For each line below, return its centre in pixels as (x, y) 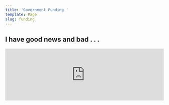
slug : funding (20, 19)
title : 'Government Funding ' (37, 10)
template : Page (21, 14)
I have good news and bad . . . (52, 39)
